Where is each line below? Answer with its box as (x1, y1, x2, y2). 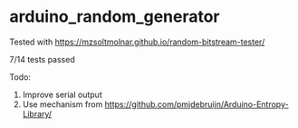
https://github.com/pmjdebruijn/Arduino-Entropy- (104, 98, 289, 110)
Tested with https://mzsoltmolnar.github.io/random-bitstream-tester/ (9, 36, 265, 47)
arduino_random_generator (9, 6, 220, 27)
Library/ (22, 108, 53, 119)
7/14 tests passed (9, 54, 75, 64)
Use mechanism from (22, 98, 103, 110)
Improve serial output (22, 89, 102, 100)
